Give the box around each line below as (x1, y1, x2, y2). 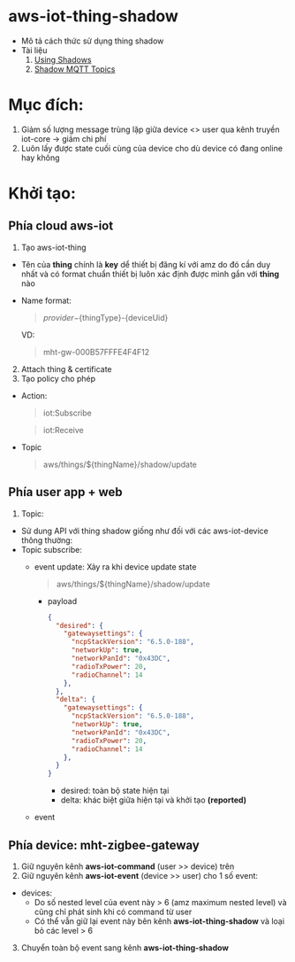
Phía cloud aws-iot (8, 219, 114, 234)
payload (47, 595, 78, 606)
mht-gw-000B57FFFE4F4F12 (42, 346, 150, 357)
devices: (20, 888, 53, 898)
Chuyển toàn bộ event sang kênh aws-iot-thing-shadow (20, 943, 229, 953)
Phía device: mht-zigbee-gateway (8, 837, 200, 852)
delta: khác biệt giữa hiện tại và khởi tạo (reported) (60, 795, 247, 805)
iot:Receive (42, 424, 85, 435)
